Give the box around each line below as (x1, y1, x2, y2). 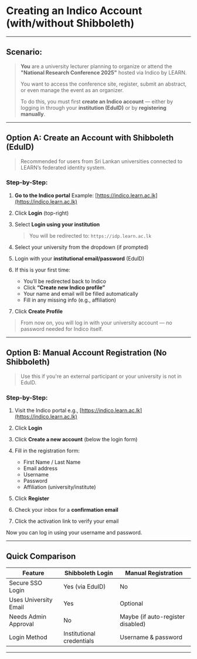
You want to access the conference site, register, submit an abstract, (20, 80, 187, 87)
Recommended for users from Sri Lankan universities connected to (20, 157, 183, 165)
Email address (23, 465, 57, 472)
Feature (22, 569, 45, 577)
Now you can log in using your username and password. (6, 529, 142, 536)
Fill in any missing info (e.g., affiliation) (23, 296, 116, 303)
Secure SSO (9, 579, 43, 587)
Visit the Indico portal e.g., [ (14, 407, 82, 414)
